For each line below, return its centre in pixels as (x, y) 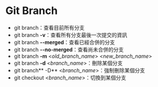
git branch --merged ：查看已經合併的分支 (64, 42)
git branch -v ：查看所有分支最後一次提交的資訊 (71, 35)
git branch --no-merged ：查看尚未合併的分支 (69, 49)
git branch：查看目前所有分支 (49, 27)
